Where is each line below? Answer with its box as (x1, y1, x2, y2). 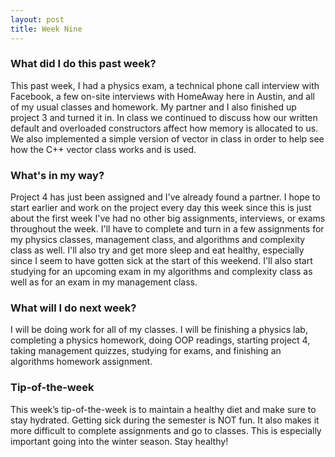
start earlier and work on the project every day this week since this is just (10, 202, 312, 214)
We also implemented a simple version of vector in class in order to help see (10, 132, 325, 145)
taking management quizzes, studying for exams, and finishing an (10, 345, 282, 357)
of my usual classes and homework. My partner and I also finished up (10, 101, 297, 113)
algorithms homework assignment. (10, 356, 153, 368)
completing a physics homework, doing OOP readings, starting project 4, (10, 334, 311, 346)
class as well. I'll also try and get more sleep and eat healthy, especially (10, 244, 305, 256)
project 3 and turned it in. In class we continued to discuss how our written (10, 111, 318, 123)
